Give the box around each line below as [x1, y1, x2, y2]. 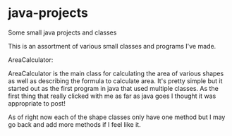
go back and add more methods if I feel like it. [8, 120, 141, 128]
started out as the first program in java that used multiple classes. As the [8, 84, 219, 92]
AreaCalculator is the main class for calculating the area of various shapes [8, 69, 224, 78]
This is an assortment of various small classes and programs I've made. [8, 42, 216, 50]
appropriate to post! [8, 99, 66, 107]
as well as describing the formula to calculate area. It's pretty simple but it [8, 76, 223, 85]
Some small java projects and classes [8, 28, 117, 37]
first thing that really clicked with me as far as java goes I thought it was [8, 92, 216, 100]
